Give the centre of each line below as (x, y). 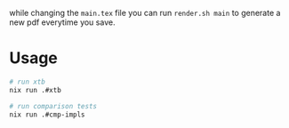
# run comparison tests (53, 106)
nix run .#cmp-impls (48, 115)
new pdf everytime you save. (62, 22)
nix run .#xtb (36, 90)
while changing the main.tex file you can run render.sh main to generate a (145, 13)
